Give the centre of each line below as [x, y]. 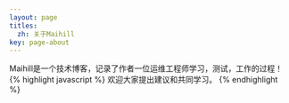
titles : [24, 26]
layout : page [33, 17]
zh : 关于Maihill [46, 34]
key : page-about [39, 42]
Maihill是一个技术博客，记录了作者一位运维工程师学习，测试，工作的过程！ [146, 68]
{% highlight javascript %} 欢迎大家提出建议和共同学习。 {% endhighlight [144, 80]
